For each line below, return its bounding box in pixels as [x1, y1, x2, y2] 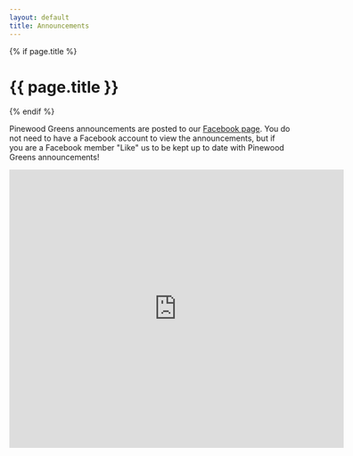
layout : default [9, 12, 70, 22]
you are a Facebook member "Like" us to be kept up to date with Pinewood [9, 142, 285, 153]
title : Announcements [9, 21, 90, 30]
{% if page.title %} [9, 45, 78, 56]
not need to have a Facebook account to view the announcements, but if [9, 133, 275, 143]
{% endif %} [9, 106, 55, 117]
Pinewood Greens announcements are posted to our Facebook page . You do [9, 124, 291, 134]
